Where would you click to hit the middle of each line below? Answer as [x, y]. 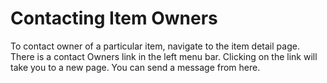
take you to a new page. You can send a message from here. [135, 67]
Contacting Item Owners [114, 18]
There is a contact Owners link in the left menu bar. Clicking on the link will [164, 56]
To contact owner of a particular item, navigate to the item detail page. [155, 46]
